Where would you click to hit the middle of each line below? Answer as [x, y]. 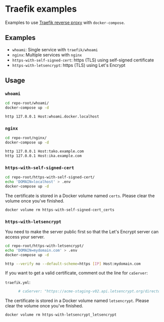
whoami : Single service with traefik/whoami [55, 49]
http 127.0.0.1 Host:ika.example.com [43, 156]
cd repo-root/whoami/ [27, 103]
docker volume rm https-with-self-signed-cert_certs [60, 210]
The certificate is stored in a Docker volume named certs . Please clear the [80, 196]
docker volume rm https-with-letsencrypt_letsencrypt [61, 315]
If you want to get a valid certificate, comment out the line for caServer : [76, 273]
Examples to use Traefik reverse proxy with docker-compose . [65, 22]
